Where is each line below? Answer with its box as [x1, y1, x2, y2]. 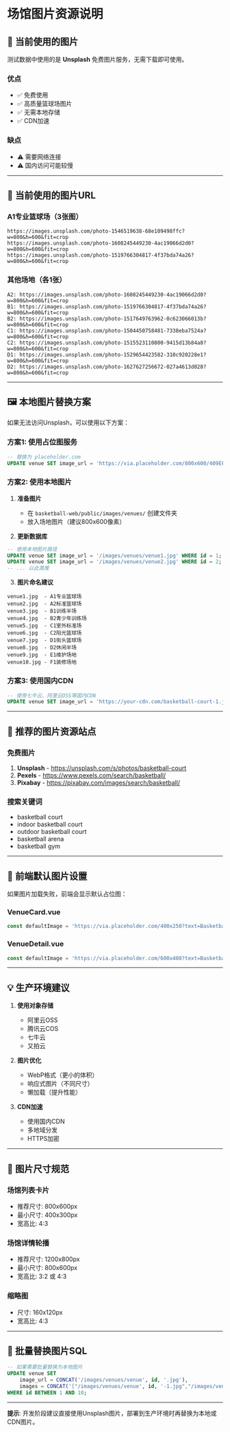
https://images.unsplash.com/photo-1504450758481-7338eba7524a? [19, 327, 207, 334]
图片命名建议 [16, 578, 53, 587]
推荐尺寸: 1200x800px [16, 1255, 80, 1264]
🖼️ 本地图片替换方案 [7, 396, 91, 407]
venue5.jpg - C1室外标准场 [7, 622, 82, 629]
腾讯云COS [27, 1025, 59, 1033]
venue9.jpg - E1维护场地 [7, 652, 77, 659]
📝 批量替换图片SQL [7, 1345, 88, 1356]
